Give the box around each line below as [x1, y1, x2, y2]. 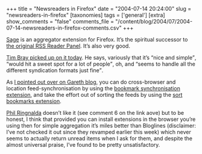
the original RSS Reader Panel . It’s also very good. [6, 42, 131, 49]
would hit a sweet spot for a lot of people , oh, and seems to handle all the [8, 60, 196, 67]
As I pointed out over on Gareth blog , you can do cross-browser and [6, 78, 176, 85]
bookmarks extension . [6, 97, 62, 105]
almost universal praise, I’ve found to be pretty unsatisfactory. [6, 141, 160, 148]
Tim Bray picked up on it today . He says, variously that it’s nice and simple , [6, 54, 197, 61]
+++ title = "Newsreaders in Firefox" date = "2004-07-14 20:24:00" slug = [6, 5, 192, 12]
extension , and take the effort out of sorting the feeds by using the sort [6, 91, 183, 98]
